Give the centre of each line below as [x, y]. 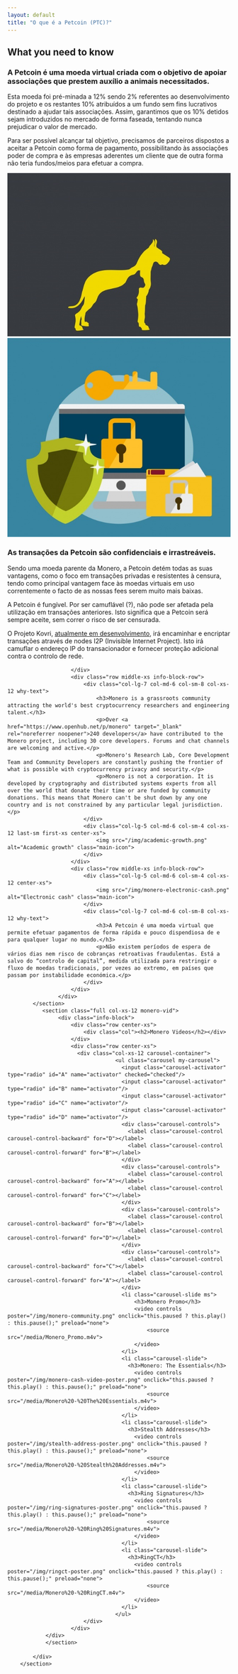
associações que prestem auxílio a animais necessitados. [109, 81]
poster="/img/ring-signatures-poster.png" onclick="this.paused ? [107, 1508]
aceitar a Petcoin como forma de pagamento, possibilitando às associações [118, 148]
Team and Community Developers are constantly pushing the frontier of [115, 762]
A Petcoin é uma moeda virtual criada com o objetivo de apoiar [117, 72]
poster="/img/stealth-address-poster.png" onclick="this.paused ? [107, 1444]
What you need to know [61, 52]
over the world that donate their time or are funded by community [109, 790]
